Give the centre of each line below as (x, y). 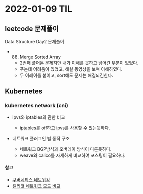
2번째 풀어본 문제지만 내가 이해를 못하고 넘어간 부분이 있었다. (79, 63)
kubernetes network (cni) (37, 106)
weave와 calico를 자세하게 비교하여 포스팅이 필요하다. (72, 155)
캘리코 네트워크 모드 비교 (36, 186)
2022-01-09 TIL (39, 9)
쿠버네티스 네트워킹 (31, 180)
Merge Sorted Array (40, 57)
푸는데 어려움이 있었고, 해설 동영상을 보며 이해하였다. (71, 69)
